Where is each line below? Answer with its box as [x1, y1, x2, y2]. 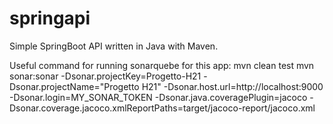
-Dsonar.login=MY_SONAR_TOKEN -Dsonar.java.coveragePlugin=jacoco [9, 91, 308, 103]
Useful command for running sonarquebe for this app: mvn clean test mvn [9, 59, 315, 71]
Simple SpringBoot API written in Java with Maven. [9, 40, 219, 52]
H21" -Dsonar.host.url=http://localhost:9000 [141, 80, 324, 92]
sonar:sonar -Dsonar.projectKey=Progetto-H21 [9, 70, 202, 82]
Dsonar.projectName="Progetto [9, 80, 140, 92]
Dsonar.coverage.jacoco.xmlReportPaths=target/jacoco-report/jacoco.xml [9, 102, 316, 114]
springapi [9, 7, 91, 30]
